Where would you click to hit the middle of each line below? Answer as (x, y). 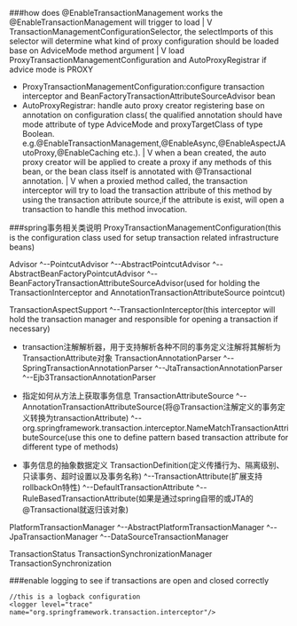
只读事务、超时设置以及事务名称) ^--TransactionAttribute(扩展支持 (142, 476)
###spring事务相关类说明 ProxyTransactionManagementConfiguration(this (145, 227)
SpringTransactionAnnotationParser (87, 368)
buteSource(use (51, 437)
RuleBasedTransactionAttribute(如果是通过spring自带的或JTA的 (138, 498)
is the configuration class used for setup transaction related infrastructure (144, 238)
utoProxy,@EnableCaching (70, 153)
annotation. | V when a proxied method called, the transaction (135, 181)
